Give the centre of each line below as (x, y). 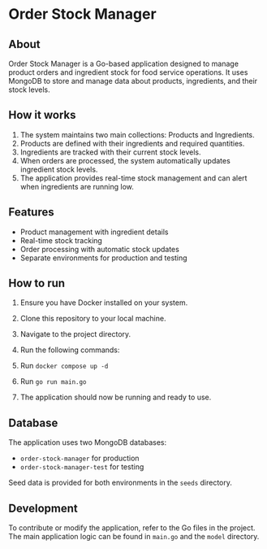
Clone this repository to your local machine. (93, 319)
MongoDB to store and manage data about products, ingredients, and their (133, 81)
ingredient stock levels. (59, 169)
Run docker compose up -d (64, 366)
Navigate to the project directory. (75, 334)
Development (43, 508)
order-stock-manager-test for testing (82, 467)
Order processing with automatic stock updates (100, 249)
